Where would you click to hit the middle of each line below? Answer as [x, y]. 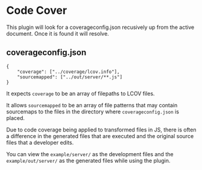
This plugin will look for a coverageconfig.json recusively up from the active [100, 27]
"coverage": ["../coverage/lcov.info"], [68, 72]
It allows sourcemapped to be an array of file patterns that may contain [92, 105]
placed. [16, 118]
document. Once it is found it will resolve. [58, 33]
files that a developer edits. [40, 142]
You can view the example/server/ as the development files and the [90, 154]
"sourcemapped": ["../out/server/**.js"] [70, 77]
